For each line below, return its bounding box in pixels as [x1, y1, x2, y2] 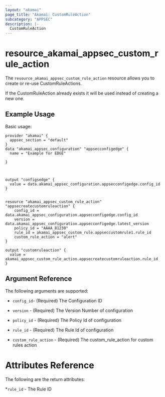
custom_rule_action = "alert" [14, 234, 78, 240]
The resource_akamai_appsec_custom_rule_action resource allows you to [5, 75, 154, 81]
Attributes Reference [5, 359, 94, 371]
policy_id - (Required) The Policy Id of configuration [12, 317, 122, 323]
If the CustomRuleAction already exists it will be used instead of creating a [5, 90, 159, 96]
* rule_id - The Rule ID [5, 386, 52, 392]
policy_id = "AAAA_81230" [14, 225, 69, 230]
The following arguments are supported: [5, 288, 89, 294]
